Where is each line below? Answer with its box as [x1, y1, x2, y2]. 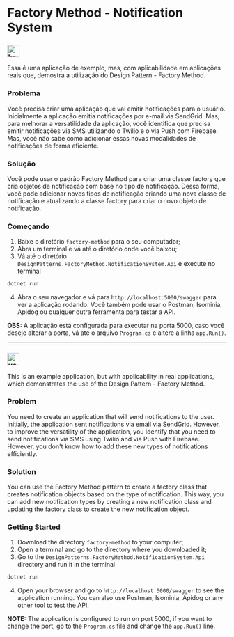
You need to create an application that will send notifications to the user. [7, 412, 214, 420]
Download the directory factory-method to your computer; [17, 538, 184, 546]
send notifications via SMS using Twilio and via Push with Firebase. [7, 434, 201, 443]
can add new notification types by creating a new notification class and [7, 498, 212, 506]
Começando [7, 221, 50, 231]
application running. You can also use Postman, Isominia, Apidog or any [17, 594, 224, 602]
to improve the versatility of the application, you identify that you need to [7, 427, 216, 436]
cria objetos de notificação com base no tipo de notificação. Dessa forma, [7, 182, 220, 191]
